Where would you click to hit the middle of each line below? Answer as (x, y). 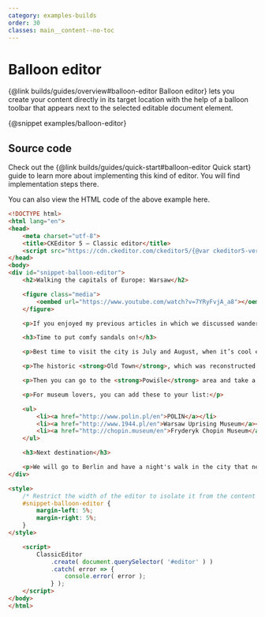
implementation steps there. (54, 184)
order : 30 (24, 23)
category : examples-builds (52, 15)
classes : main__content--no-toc (61, 30)
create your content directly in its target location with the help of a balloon (128, 100)
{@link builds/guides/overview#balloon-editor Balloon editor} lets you (121, 91)
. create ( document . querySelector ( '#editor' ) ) (132, 562)
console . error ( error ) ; (105, 577)
